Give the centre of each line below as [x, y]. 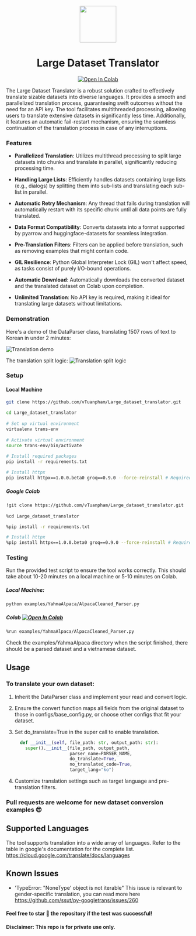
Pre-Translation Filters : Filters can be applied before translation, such [99, 245]
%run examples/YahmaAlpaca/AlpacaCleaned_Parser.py [70, 632]
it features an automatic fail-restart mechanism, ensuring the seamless [91, 121]
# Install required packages [41, 457]
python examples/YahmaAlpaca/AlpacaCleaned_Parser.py [73, 604]
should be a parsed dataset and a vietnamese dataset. [71, 649]
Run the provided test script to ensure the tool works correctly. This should [96, 570]
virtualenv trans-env [32, 429]
